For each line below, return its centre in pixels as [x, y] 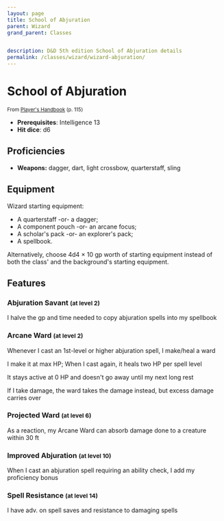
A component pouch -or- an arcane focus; [77, 227]
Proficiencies [36, 151]
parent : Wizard [29, 26]
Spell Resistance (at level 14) [52, 496]
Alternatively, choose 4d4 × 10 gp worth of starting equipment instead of [110, 254]
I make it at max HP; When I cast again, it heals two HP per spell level [104, 364]
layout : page [26, 13]
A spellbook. [35, 241]
